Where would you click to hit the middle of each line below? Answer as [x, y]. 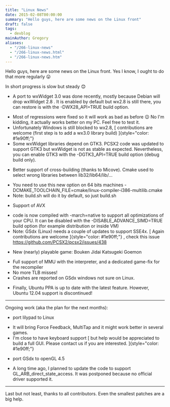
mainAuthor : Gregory [27, 38]
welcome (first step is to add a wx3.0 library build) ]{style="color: [81, 133]
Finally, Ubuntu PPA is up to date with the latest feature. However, [81, 288]
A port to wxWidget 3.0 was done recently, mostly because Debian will [86, 96]
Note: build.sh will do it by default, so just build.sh [64, 196]
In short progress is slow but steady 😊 [46, 87]
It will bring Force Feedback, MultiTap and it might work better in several [88, 328]
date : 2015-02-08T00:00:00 [34, 15]
